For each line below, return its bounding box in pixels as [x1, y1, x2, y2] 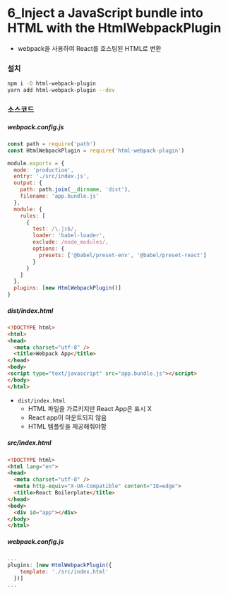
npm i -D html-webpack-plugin [7, 80, 97, 88]
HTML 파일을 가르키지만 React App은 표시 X [28, 404, 152, 412]
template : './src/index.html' [20, 569, 109, 576]
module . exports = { [7, 160, 65, 167]
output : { [13, 179, 42, 186]
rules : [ [20, 212, 46, 220]
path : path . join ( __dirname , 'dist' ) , [20, 186, 131, 194]
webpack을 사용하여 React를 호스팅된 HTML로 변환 [17, 44, 162, 52]
